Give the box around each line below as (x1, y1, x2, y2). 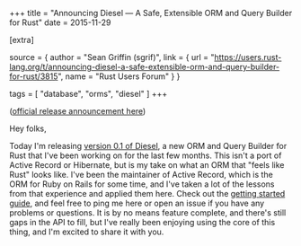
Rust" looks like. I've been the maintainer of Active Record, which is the (9, 170, 274, 180)
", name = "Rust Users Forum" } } (58, 71, 181, 82)
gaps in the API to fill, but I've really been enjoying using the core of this (9, 217, 276, 227)
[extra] (9, 35, 34, 45)
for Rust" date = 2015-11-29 (9, 17, 111, 28)
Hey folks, (9, 123, 47, 134)
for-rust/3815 (9, 71, 58, 82)
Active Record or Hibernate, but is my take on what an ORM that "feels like (9, 160, 285, 170)
